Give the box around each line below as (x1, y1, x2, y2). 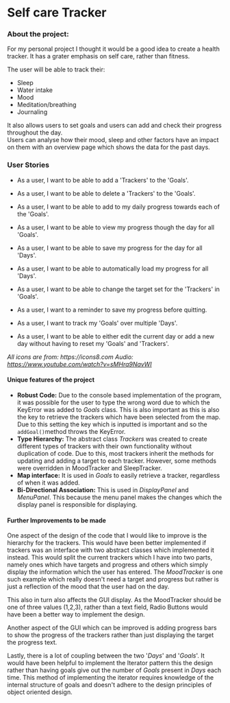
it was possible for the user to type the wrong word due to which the (16, 398, 210, 406)
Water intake (16, 86, 53, 94)
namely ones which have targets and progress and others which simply (7, 561, 209, 569)
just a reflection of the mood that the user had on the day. (7, 582, 170, 591)
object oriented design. (7, 688, 73, 696)
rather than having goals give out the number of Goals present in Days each (7, 666, 222, 674)
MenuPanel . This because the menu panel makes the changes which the (16, 493, 222, 501)
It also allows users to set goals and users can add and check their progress (7, 122, 222, 130)
